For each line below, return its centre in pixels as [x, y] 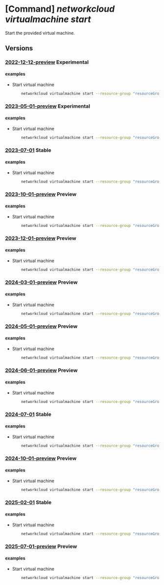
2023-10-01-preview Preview [41, 194]
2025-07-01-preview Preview [41, 546]
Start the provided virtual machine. [40, 33]
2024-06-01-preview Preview [41, 370]
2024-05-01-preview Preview [41, 326]
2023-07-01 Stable [28, 150]
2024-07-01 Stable [28, 414]
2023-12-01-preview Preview [41, 238]
